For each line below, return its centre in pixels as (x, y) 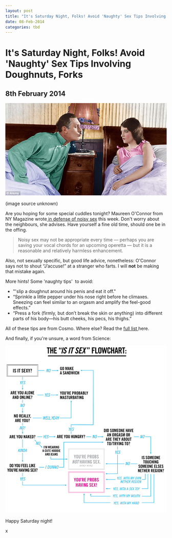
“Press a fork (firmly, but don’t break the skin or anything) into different (88, 313)
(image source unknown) (31, 204)
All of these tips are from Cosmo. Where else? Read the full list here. (77, 328)
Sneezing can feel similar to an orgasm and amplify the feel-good (82, 302)
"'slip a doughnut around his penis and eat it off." (64, 292)
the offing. (16, 230)
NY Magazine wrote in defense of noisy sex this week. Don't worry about (82, 219)
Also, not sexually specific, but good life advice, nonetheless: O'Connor (81, 261)
